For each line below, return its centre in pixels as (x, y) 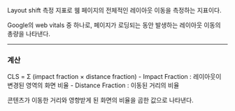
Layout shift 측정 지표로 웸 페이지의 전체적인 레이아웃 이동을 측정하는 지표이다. (114, 10)
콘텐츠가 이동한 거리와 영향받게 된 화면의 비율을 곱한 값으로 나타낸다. (100, 101)
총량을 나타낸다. (29, 34)
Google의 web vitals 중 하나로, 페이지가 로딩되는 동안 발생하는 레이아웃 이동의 (114, 25)
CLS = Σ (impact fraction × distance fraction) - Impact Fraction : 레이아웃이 (114, 77)
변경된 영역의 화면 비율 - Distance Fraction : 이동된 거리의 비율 (93, 85)
